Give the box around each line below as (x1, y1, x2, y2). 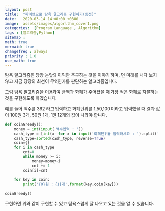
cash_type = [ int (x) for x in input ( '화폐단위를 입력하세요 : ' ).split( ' (14, 131, 160, 136)
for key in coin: (14, 177, 50, 182)
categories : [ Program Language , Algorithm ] (5, 26, 101, 31)
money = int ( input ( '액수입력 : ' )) (14, 127, 83, 132)
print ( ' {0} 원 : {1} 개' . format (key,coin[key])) (23, 182, 119, 187)
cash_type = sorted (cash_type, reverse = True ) (14, 136, 106, 141)
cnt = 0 (23, 149, 35, 154)
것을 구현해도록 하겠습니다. (5, 95, 57, 101)
